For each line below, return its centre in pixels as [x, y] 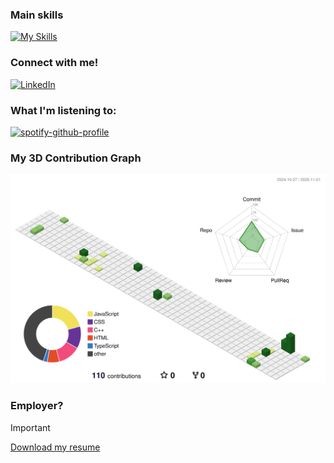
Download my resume [55, 447]
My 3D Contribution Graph [76, 158]
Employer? [37, 406]
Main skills [37, 15]
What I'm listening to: [63, 110]
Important [30, 427]
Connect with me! [54, 63]
